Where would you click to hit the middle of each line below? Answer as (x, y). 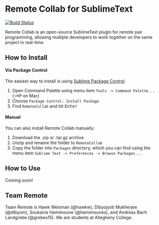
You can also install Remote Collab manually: (50, 128)
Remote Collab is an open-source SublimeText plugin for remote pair (74, 32)
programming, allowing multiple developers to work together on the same (79, 37)
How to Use (23, 169)
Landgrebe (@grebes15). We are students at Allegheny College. (69, 218)
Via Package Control (26, 70)
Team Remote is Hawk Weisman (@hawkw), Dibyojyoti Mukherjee (71, 207)
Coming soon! (19, 180)
